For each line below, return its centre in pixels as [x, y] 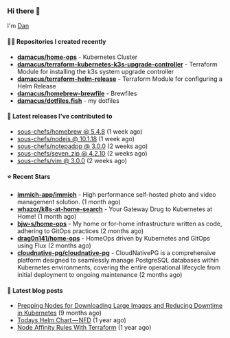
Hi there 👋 [24, 11]
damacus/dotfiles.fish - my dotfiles [68, 100]
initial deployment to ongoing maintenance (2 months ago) [100, 274]
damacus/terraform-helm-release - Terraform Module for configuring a [120, 79]
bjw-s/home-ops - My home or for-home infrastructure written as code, [119, 224]
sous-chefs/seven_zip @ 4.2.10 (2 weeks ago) [82, 153]
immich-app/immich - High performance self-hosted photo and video [116, 194]
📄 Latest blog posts [35, 290]
